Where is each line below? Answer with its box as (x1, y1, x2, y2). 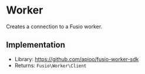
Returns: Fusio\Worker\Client (14, 62, 87, 69)
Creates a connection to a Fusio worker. (6, 23, 103, 30)
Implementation (6, 40, 66, 50)
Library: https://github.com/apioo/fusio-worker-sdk (14, 55, 139, 62)
